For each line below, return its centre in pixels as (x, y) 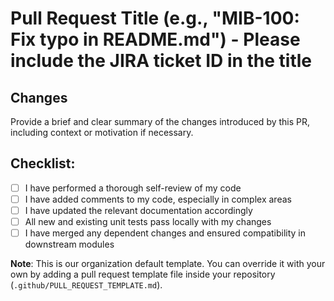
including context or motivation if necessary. (102, 132)
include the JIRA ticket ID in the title (161, 61)
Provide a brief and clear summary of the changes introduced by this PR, (160, 121)
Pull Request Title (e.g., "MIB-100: (155, 18)
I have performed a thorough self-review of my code (133, 188)
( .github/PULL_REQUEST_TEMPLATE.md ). (86, 285)
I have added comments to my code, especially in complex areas (158, 199)
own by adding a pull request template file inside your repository (143, 274)
